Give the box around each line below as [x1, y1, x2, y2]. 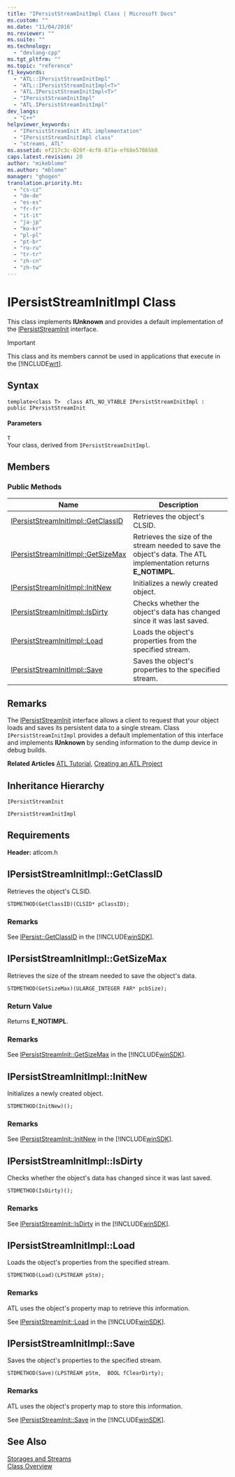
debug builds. [7, 746, 47, 755]
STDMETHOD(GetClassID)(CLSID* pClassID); [7, 900, 130, 907]
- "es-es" [13, 199, 42, 206]
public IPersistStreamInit [7, 404, 86, 412]
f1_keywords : [7, 69, 45, 76]
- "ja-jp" [13, 218, 42, 225]
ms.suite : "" [7, 36, 45, 43]
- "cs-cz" [13, 186, 42, 193]
